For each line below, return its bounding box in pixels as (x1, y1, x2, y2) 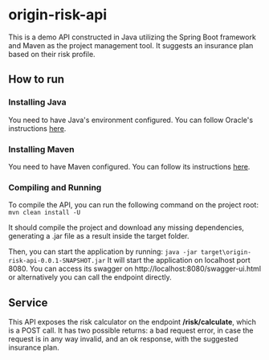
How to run (8, 72, 65, 86)
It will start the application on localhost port (107, 256, 251, 265)
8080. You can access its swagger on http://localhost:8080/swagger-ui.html (8, 264, 262, 274)
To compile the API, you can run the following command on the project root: (8, 200, 259, 210)
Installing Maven (8, 143, 75, 154)
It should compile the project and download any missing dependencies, (8, 223, 245, 232)
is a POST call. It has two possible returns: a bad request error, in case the (8, 325, 255, 335)
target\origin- (200, 248, 251, 256)
